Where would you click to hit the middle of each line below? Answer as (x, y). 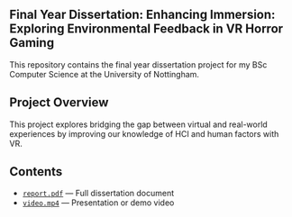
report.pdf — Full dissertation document (98, 194)
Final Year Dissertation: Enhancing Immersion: (142, 15)
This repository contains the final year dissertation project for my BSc (138, 64)
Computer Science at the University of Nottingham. (105, 74)
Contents (36, 172)
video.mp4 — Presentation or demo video (98, 203)
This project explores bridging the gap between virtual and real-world (138, 124)
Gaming (32, 43)
